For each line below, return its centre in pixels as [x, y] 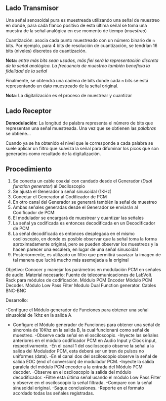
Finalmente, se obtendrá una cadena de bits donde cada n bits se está [77, 80]
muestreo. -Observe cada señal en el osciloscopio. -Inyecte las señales [85, 335]
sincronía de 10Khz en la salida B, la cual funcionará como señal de [81, 330]
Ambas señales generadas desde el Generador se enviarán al [75, 207]
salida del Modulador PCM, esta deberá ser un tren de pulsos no [78, 351]
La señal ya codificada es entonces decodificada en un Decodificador [84, 223]
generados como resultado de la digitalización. [53, 154]
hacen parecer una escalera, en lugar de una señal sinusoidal [75, 249]
